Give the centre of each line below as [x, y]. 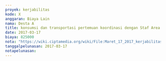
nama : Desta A [20, 23]
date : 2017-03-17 [23, 32]
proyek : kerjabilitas [27, 10]
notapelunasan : [21, 51]
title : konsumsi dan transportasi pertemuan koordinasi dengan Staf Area [83, 28]
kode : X [13, 14]
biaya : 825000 [20, 37]
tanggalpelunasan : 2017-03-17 [36, 46]
